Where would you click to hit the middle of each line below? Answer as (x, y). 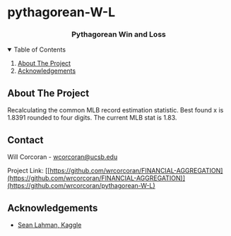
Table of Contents (40, 49)
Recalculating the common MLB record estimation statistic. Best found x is (115, 110)
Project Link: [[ (29, 171)
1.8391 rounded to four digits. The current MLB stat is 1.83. (92, 118)
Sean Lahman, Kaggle (49, 225)
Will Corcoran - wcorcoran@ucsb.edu (63, 157)
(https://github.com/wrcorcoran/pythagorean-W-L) (81, 186)
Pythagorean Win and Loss (119, 35)
